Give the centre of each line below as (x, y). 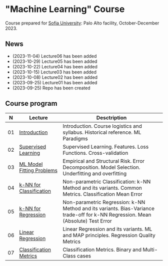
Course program (31, 104)
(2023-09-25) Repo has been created (51, 88)
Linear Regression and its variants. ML (107, 229)
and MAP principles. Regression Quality (109, 235)
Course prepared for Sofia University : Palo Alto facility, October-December (82, 23)
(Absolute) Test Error (87, 221)
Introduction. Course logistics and (102, 126)
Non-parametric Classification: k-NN (107, 182)
